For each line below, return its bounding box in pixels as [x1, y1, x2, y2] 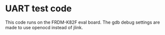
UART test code [5, 3, 72, 14]
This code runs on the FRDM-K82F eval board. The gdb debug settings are [5, 19, 160, 25]
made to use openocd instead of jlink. [5, 24, 83, 30]
